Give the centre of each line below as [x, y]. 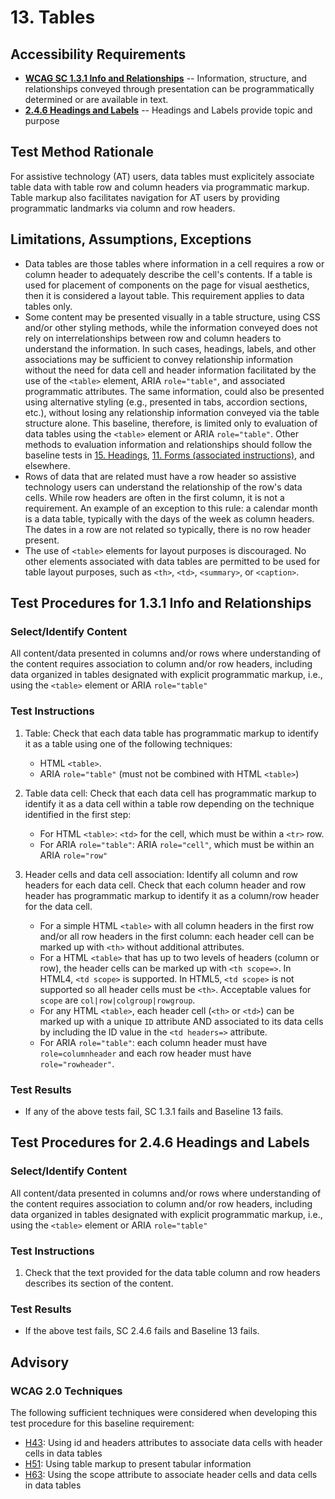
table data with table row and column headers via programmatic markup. [160, 187]
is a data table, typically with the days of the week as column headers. [169, 518]
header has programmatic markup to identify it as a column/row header [172, 895]
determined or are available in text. [96, 99]
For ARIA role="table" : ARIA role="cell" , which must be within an [177, 844]
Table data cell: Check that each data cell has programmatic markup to [170, 793]
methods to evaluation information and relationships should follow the [168, 444]
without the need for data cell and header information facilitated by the [170, 370]
